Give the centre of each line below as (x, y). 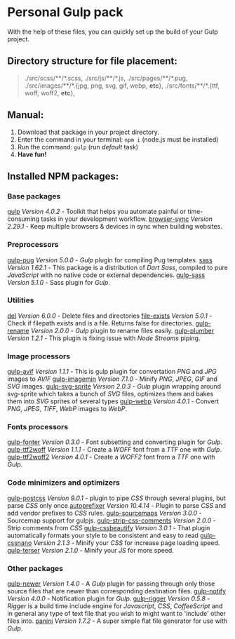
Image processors (39, 356)
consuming (23, 219)
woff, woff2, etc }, (49, 93)
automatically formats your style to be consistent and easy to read (103, 535)
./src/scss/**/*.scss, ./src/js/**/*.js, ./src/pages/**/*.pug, (106, 78)
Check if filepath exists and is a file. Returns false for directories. (101, 323)
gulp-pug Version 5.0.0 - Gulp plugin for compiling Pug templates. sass (110, 260)
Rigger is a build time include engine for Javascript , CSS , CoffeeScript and (115, 606)
